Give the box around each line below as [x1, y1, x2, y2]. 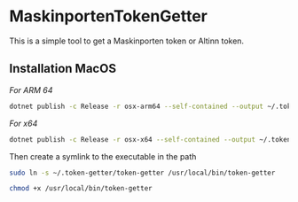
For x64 [9, 118, 38, 128]
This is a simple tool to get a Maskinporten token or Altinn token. [9, 35, 245, 46]
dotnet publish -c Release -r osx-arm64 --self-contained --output [9, 102, 264, 111]
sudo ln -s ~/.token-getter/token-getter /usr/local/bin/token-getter [9, 168, 276, 177]
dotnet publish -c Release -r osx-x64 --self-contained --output [9, 135, 255, 144]
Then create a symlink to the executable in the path [9, 151, 197, 161]
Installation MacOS [9, 61, 117, 76]
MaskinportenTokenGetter [9, 6, 208, 27]
